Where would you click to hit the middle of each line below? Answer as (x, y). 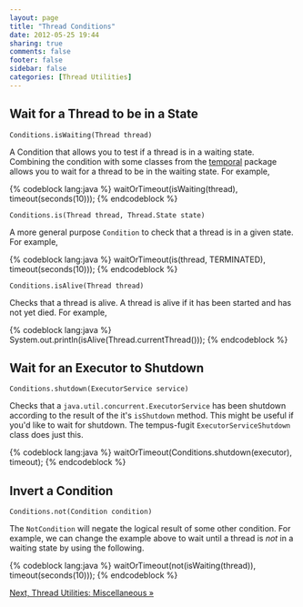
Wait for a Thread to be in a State (104, 114)
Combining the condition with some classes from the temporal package (143, 161)
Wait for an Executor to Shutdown (107, 368)
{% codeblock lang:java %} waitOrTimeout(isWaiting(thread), (124, 188)
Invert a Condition (61, 491)
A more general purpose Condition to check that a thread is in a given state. (151, 232)
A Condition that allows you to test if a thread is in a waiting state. (132, 152)
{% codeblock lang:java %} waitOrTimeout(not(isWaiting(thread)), (133, 566)
